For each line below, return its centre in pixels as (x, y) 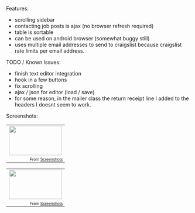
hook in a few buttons (41, 80)
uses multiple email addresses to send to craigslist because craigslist (98, 44)
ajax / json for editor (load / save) (54, 92)
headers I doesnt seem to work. (53, 104)
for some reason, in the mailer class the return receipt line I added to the (102, 98)
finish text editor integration (48, 73)
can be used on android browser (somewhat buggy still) (82, 38)
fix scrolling (28, 86)
